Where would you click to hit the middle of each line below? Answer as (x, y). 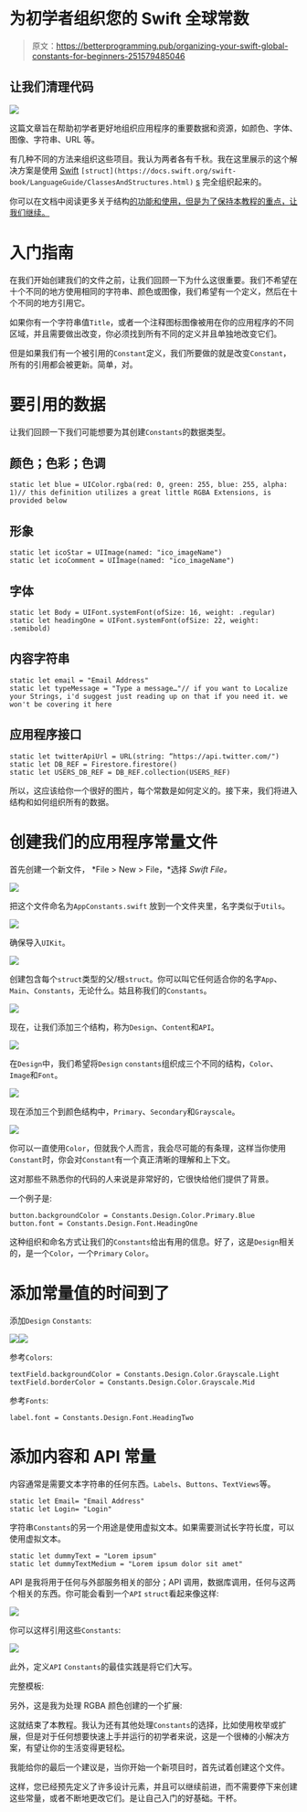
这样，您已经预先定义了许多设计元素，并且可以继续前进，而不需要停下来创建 (153, 1786)
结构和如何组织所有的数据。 (62, 801)
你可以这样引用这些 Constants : (65, 1630)
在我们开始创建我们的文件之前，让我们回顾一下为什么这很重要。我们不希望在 (153, 280)
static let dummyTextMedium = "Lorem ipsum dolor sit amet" (127, 1563)
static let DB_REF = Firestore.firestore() (94, 764)
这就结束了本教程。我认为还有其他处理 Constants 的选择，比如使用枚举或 (144, 1724)
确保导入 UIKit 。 (40, 942)
